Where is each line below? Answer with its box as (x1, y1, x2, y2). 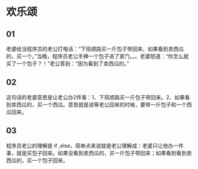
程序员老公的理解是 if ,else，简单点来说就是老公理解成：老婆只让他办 (6, 142, 174, 149)
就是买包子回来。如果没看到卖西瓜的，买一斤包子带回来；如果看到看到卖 (16, 149, 192, 156)
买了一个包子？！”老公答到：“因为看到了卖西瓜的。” (6, 60, 130, 67)
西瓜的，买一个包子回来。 (6, 157, 68, 164)
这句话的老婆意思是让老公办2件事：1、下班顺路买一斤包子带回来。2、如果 (6, 93, 185, 100)
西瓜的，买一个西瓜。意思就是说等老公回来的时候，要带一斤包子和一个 (16, 101, 187, 108)
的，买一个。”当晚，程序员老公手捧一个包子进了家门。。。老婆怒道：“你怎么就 (6, 53, 189, 59)
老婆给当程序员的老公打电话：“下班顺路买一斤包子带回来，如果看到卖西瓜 (6, 45, 184, 52)
